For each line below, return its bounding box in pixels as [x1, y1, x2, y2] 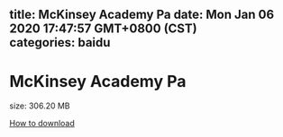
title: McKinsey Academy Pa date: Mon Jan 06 [9, 7, 275, 22]
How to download [9, 118, 75, 129]
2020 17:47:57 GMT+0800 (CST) [9, 21, 197, 37]
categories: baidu [9, 35, 111, 50]
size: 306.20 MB [9, 100, 70, 111]
